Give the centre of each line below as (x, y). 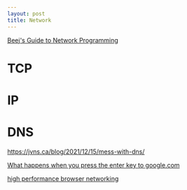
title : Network (29, 20)
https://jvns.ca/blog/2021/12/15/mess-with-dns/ (76, 152)
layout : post (26, 14)
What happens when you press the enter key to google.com (93, 165)
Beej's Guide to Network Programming (63, 40)
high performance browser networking (63, 178)
